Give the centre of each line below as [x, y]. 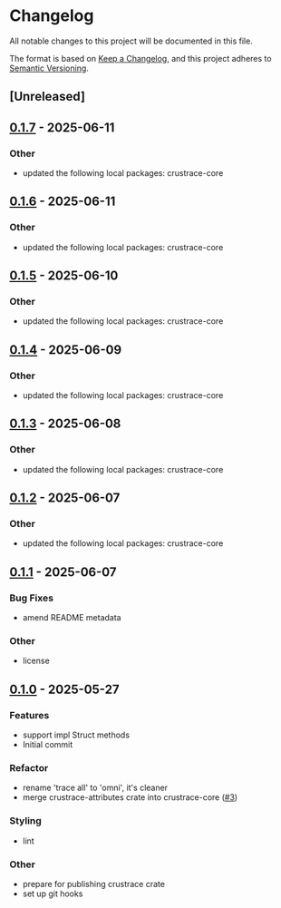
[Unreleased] [48, 97]
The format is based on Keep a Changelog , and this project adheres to [140, 58]
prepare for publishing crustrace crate [94, 884]
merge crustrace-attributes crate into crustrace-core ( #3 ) [130, 797]
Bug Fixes [32, 598]
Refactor [29, 768]
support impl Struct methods [76, 735]
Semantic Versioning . [49, 68]
